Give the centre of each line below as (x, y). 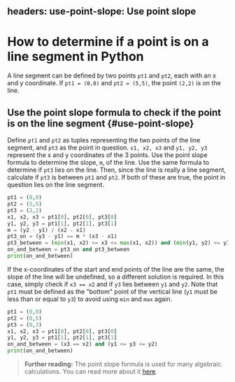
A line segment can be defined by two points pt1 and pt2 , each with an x (112, 75)
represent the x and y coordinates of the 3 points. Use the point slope (107, 155)
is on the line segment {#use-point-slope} (101, 123)
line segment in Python (76, 56)
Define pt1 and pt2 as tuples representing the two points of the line (104, 140)
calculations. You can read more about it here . (91, 372)
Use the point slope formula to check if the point (114, 112)
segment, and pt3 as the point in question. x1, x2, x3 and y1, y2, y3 (107, 148)
